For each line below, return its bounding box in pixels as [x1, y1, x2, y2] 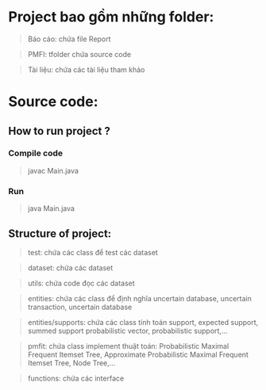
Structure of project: [8, 227, 112, 240]
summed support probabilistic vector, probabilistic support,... [27, 326, 228, 335]
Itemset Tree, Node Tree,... [27, 357, 116, 368]
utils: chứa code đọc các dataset [27, 278, 135, 288]
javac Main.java [27, 166, 79, 175]
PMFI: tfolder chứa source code [27, 49, 132, 59]
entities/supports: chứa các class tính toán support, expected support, [27, 317, 259, 327]
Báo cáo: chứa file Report [27, 34, 111, 44]
